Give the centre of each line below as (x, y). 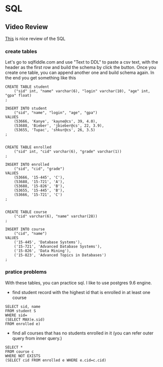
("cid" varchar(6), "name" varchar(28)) (56, 217)
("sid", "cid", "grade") (39, 169)
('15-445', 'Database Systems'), (48, 242)
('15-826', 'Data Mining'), (42, 251)
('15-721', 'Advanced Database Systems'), (58, 247)
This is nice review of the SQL (35, 38)
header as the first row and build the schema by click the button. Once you (81, 68)
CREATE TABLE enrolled (28, 147)
